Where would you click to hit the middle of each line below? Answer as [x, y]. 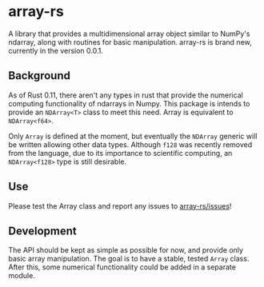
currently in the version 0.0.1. [56, 50]
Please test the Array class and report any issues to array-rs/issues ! [120, 205]
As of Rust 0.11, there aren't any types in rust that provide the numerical [126, 95]
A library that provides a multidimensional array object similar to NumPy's [129, 34]
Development [43, 231]
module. [22, 276]
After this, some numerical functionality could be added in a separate [122, 267]
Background [39, 76]
